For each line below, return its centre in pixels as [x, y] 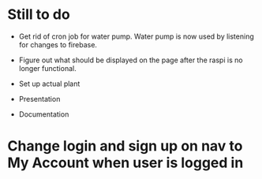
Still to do [39, 15]
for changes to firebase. [58, 44]
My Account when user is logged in [125, 163]
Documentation [44, 114]
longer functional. [47, 68]
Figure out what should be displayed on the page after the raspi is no [131, 60]
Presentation [39, 99]
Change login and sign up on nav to [125, 146]
